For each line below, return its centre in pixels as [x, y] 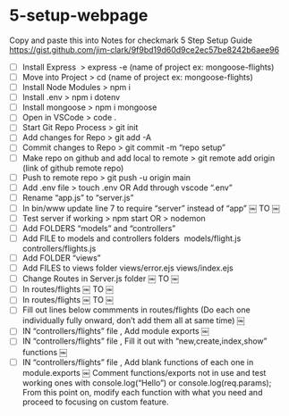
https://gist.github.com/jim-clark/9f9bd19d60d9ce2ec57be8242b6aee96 [144, 49]
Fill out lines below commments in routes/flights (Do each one [136, 310]
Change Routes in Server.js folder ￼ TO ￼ [101, 279]
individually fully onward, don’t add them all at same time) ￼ [134, 320]
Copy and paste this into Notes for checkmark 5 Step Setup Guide [131, 40]
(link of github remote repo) [73, 168]
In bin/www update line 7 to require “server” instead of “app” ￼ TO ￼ [151, 208]
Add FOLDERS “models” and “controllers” [99, 228]
